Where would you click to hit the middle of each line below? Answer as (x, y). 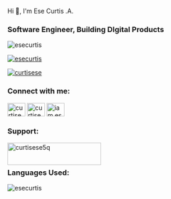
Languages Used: (38, 173)
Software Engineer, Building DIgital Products (86, 29)
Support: (23, 131)
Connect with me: (39, 91)
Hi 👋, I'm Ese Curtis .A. (40, 11)
